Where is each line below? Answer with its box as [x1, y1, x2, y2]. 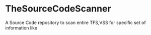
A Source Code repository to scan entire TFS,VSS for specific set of [5, 19, 146, 25]
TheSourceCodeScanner [5, 3, 112, 14]
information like [5, 24, 38, 30]
